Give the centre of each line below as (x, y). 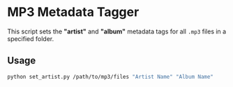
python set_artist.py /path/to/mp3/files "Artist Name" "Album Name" (111, 77)
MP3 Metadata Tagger (73, 12)
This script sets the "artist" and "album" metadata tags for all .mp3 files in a (117, 31)
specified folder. (31, 38)
